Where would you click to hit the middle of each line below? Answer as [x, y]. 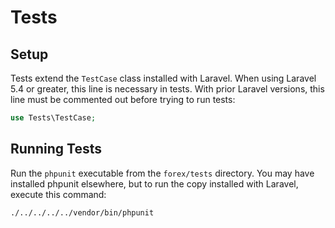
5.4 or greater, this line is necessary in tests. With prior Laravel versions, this [167, 89]
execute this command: [58, 194]
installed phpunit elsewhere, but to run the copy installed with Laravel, [154, 183]
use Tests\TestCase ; [53, 118]
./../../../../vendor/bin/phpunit [82, 212]
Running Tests [56, 149]
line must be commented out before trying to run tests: [123, 99]
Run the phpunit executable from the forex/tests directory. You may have [162, 173]
